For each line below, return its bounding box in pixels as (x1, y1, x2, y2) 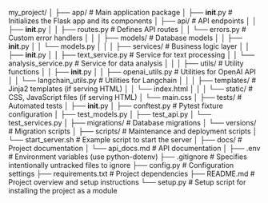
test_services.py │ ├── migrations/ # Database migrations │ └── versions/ (8, 118, 257, 127)
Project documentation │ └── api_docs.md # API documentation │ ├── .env (8, 144, 261, 153)
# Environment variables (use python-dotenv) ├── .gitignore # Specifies (8, 152, 248, 161)
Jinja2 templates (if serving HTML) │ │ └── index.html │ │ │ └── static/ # (8, 84, 254, 94)
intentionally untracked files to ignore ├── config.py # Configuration (8, 161, 234, 169)
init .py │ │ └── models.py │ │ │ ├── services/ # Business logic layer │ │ (8, 42, 250, 51)
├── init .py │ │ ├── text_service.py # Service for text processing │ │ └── (8, 50, 255, 59)
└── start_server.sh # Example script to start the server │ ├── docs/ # (8, 135, 242, 144)
